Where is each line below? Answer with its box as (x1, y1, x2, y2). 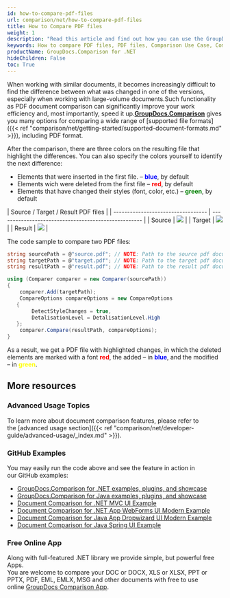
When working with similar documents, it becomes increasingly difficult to (7, 80, 216, 88)
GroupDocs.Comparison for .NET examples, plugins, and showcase (16, 484, 207, 492)
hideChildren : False (7, 55, 66, 62)
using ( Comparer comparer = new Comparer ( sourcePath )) (7, 276, 167, 283)
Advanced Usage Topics (7, 401, 90, 410)
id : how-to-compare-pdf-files (7, 10, 94, 17)
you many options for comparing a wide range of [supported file (7, 116, 188, 124)
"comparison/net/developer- (114, 423, 194, 432)
